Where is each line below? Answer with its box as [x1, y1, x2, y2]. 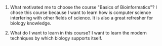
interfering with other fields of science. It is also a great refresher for [10, 15, 153, 20]
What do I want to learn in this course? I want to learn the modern [10, 30, 147, 35]
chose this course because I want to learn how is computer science [10, 9, 151, 15]
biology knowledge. [10, 20, 52, 26]
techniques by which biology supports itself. [10, 35, 103, 41]
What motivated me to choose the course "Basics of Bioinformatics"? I [10, 4, 157, 10]
